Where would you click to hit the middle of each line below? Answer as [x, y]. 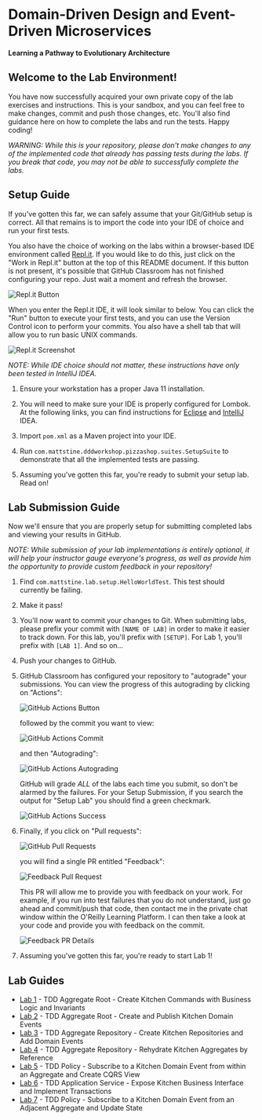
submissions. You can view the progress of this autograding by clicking [135, 684]
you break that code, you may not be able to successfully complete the [124, 162]
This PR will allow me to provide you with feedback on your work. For [131, 892]
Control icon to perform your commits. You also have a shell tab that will [124, 326]
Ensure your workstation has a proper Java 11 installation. [112, 388]
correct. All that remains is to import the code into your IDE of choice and [126, 222]
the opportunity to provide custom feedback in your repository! [110, 566]
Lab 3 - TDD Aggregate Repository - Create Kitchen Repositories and [131, 1033]
